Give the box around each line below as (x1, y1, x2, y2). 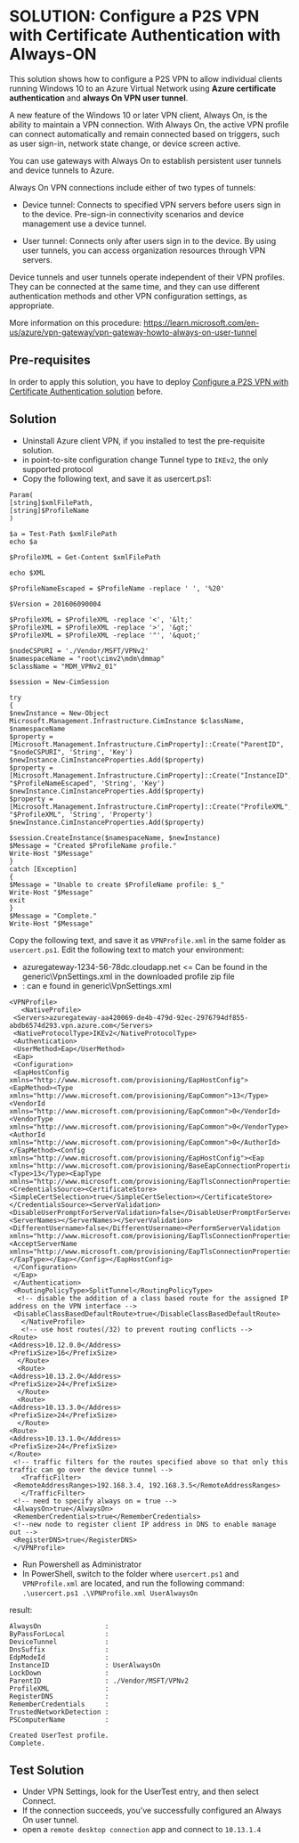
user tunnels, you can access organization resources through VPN (21, 245, 266, 256)
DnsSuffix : (9, 1645, 109, 1654)
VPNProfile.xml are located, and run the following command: (21, 1578, 245, 1588)
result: (9, 1604, 33, 1615)
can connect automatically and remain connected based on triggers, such (9, 128, 280, 139)
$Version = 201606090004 (9, 599, 101, 608)
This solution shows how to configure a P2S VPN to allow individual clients (9, 73, 283, 84)
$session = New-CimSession (9, 677, 109, 687)
